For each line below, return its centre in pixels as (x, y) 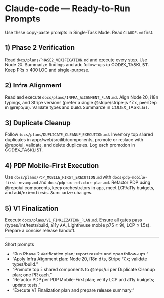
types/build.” (25, 264)
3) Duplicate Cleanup (38, 123)
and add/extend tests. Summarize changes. (49, 193)
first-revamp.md (21, 183)
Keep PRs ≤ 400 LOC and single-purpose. (47, 70)
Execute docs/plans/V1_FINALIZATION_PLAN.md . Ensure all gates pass (73, 220)
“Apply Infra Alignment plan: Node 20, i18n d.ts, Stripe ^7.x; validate (80, 259)
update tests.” (26, 285)
